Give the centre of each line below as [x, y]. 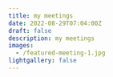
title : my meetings [41, 16]
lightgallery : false [43, 61]
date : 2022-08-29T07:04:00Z [55, 23]
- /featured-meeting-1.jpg [61, 53]
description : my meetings [51, 38]
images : [21, 46]
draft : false [30, 30]
